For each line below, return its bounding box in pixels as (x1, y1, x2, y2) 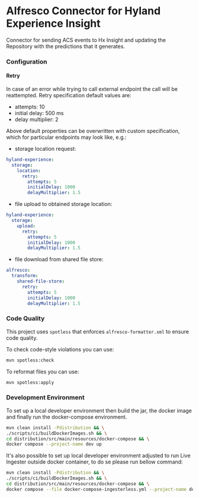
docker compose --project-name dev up (6, 441, 102, 448)
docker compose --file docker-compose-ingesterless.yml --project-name (6, 486, 187, 492)
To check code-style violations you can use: (6, 345, 114, 353)
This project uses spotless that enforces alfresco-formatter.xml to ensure (6, 328, 190, 335)
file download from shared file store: (14, 256, 104, 263)
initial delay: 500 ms (14, 110, 64, 117)
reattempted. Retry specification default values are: (6, 92, 131, 99)
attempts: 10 (14, 103, 46, 110)
